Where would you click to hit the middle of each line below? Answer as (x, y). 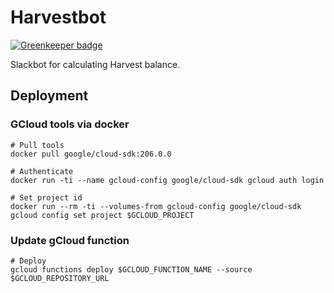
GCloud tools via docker (70, 124)
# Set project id (46, 197)
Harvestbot (58, 17)
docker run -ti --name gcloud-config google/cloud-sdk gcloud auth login (167, 180)
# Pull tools (37, 145)
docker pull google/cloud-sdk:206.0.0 (91, 154)
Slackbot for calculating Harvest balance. (95, 64)
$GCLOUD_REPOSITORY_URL (60, 278)
